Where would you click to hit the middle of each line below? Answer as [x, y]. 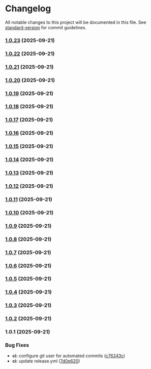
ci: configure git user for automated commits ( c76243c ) [69, 356]
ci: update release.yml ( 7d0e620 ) [46, 361]
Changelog [28, 9]
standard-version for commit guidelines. [46, 27]
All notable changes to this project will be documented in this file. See [76, 22]
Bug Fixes [17, 345]
